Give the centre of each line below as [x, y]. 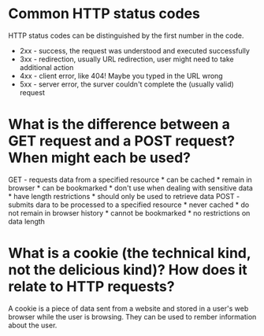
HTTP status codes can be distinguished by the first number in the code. [126, 35]
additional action [46, 67]
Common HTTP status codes [104, 14]
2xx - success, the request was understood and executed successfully [135, 50]
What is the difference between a [119, 125]
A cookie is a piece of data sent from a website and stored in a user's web [128, 308]
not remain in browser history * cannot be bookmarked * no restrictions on [129, 212]
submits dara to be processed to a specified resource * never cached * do [129, 205]
